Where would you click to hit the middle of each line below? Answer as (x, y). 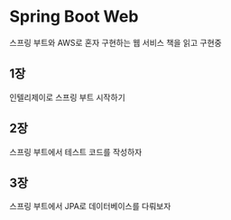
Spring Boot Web (74, 17)
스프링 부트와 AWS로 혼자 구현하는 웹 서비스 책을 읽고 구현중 (116, 42)
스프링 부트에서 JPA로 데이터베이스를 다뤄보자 (90, 206)
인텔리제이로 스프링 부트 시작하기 (68, 97)
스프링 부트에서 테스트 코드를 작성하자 (76, 151)
